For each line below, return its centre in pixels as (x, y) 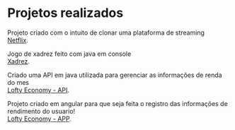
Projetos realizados (65, 13)
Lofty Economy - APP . (40, 119)
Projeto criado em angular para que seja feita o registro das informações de (117, 103)
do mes (18, 82)
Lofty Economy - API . (38, 90)
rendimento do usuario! (41, 111)
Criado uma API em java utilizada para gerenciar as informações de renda (115, 75)
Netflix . (18, 40)
